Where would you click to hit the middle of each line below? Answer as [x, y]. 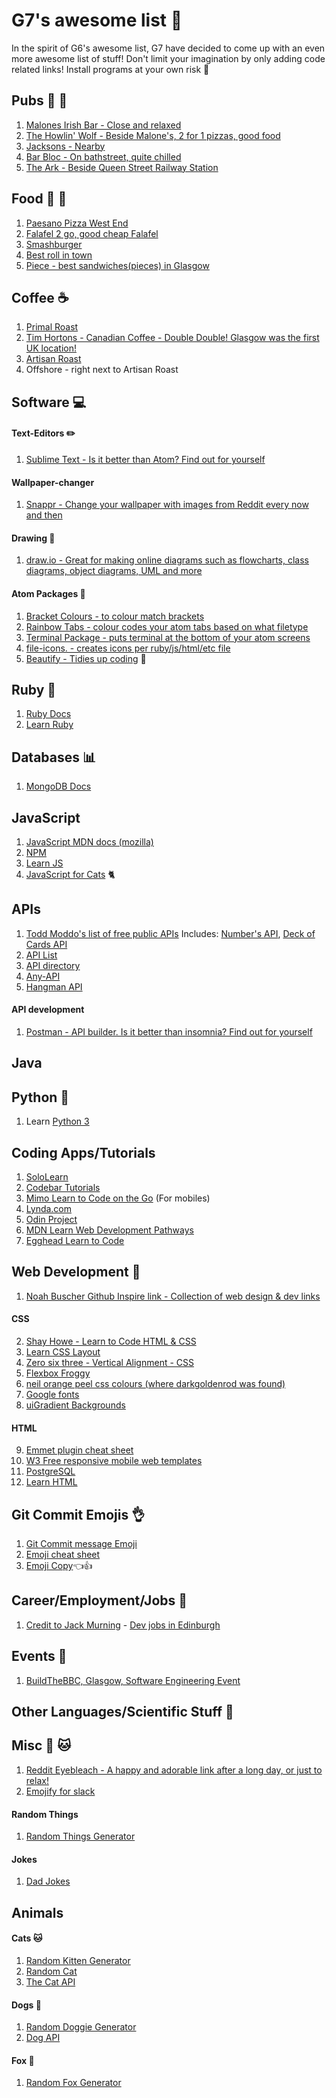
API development [48, 1010]
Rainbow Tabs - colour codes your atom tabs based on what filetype [167, 626]
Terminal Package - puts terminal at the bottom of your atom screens [168, 637]
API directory [53, 965]
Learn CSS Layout [63, 1352]
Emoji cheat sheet [63, 1555]
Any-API [43, 976]
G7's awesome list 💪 [97, 20]
